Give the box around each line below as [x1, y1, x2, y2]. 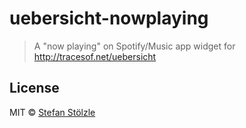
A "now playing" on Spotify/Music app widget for [33, 40, 236, 52]
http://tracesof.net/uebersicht [33, 50, 157, 62]
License [9, 80, 60, 97]
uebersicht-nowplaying [9, 7, 209, 30]
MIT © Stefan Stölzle [9, 106, 96, 118]
